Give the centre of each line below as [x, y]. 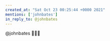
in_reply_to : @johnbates [31, 19]
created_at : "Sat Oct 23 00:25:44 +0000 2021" [55, 10]
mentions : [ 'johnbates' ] [31, 14]
